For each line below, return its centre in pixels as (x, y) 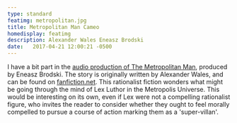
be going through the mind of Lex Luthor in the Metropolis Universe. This (114, 89)
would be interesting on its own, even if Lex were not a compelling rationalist (119, 97)
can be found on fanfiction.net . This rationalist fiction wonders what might (115, 82)
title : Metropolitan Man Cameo (53, 27)
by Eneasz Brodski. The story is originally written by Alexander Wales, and (116, 74)
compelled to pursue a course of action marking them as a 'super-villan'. (113, 112)
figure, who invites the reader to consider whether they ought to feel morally (118, 104)
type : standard (30, 14)
